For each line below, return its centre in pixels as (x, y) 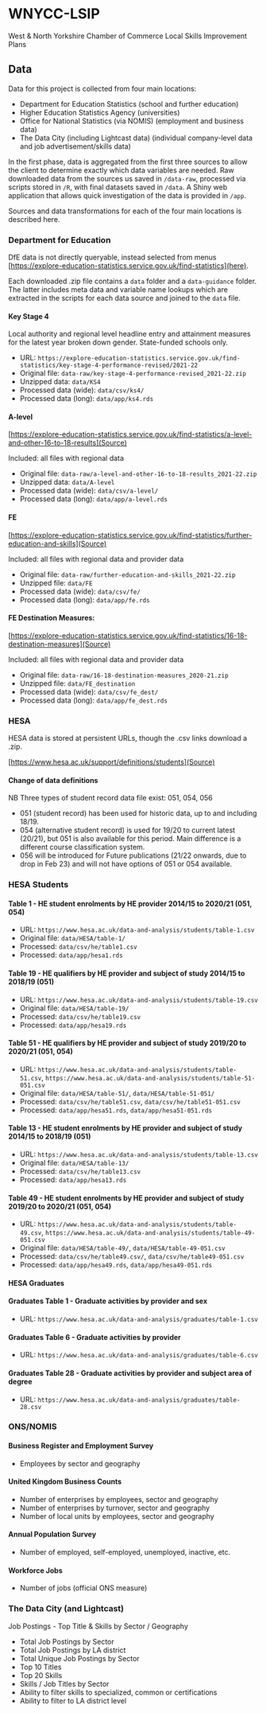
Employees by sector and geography (80, 1463)
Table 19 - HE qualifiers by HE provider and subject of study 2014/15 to (127, 973)
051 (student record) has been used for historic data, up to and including (138, 813)
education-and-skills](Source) (58, 543)
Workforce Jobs (35, 1570)
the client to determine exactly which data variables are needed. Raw (121, 170)
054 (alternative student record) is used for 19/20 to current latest (127, 830)
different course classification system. (82, 847)
